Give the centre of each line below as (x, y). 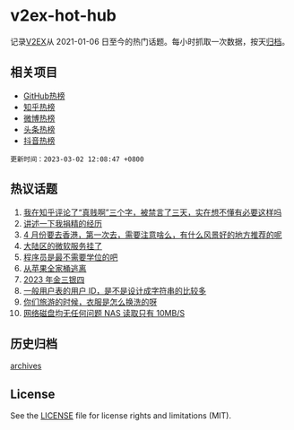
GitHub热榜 (44, 96)
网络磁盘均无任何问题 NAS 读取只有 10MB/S (104, 313)
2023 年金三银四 (54, 279)
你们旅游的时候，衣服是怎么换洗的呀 (90, 302)
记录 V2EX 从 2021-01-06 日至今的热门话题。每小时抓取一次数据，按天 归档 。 (150, 41)
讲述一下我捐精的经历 (62, 223)
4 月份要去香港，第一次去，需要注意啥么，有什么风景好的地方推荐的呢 (152, 235)
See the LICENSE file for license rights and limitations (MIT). (121, 416)
